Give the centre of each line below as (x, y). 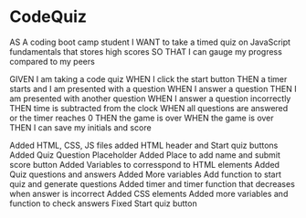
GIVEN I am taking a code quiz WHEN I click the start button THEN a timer (148, 78)
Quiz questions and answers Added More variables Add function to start (145, 174)
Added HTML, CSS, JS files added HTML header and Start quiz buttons (144, 145)
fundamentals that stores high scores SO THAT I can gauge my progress (146, 51)
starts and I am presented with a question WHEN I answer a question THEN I (153, 88)
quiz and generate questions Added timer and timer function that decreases (152, 183)
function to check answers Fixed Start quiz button (104, 203)
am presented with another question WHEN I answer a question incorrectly (150, 99)
